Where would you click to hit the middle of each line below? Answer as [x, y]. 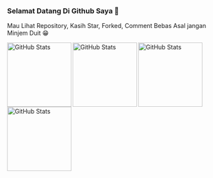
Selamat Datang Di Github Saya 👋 [63, 11]
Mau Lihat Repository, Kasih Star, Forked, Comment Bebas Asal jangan [107, 26]
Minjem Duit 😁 [28, 33]
